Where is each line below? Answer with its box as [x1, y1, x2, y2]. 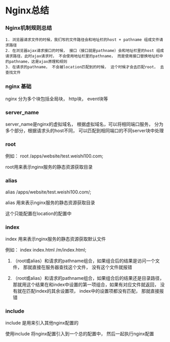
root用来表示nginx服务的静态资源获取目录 [5, 164, 93, 170]
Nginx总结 [5, 5, 50, 16]
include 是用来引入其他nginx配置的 [5, 320, 79, 326]
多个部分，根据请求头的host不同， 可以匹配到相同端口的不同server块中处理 [5, 128, 164, 134]
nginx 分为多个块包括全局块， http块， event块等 [5, 96, 109, 102]
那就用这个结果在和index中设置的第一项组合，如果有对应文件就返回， [12, 281, 159, 287]
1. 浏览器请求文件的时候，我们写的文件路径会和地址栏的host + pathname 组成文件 [5, 37, 160, 43]
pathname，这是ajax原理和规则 [9, 59, 68, 64]
